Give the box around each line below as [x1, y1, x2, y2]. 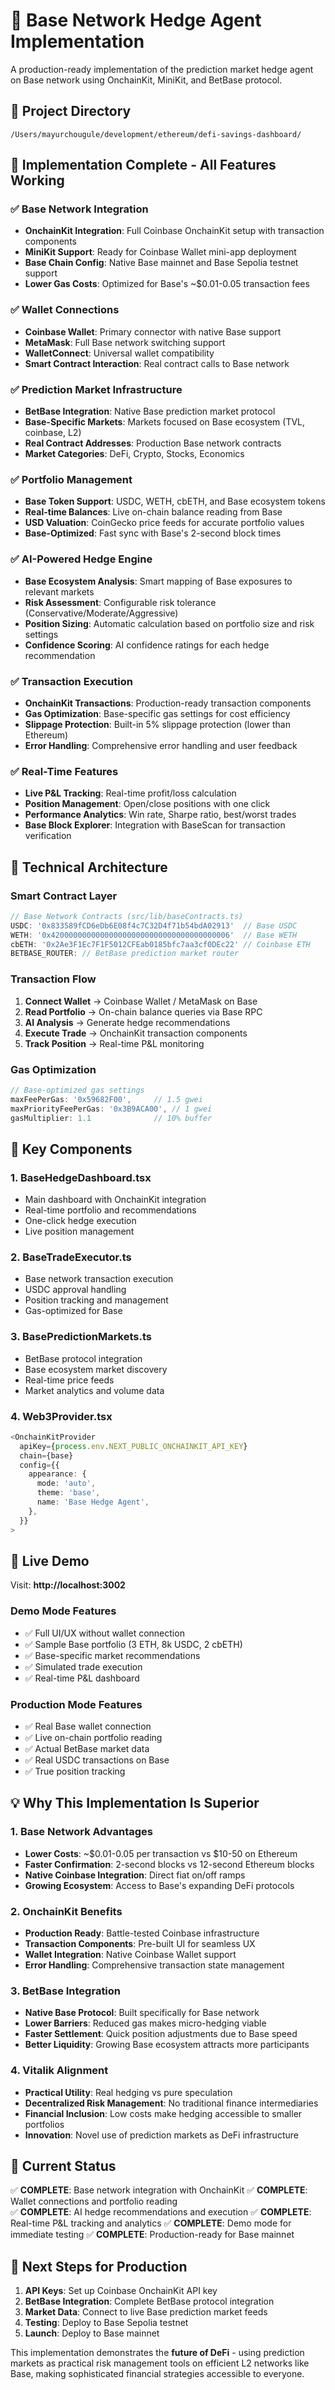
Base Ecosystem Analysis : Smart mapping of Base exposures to [24, 575, 293, 587]
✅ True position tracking [24, 1765, 126, 1777]
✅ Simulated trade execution [24, 1660, 143, 1673]
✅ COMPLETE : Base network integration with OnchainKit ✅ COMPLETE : [10, 2184, 308, 2196]
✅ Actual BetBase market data [24, 1742, 150, 1754]
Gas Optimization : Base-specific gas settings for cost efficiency [24, 707, 291, 719]
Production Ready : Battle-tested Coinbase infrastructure [24, 1927, 260, 1939]
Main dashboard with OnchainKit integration [24, 1194, 207, 1206]
